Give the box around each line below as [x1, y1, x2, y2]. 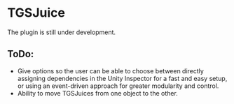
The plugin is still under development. [7, 28, 116, 36]
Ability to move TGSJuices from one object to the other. [17, 89, 179, 97]
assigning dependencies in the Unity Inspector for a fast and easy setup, [17, 74, 228, 82]
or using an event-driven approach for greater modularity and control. [17, 82, 219, 90]
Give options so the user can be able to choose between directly [17, 66, 205, 75]
